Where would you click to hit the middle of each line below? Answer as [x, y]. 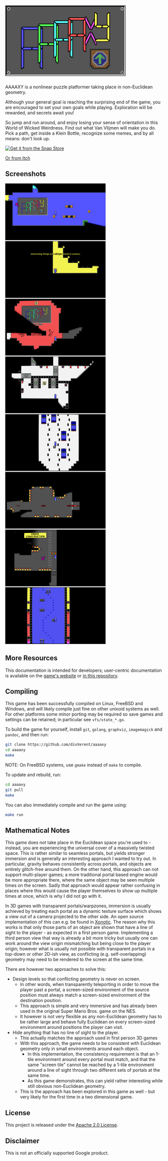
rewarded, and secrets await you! [40, 112]
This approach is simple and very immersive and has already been [88, 1006]
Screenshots [26, 174]
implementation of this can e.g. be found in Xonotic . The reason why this [80, 922]
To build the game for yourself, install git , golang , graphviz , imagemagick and [84, 729]
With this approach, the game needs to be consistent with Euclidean [90, 1043]
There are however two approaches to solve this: [56, 969]
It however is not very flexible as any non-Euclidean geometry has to [91, 1017]
